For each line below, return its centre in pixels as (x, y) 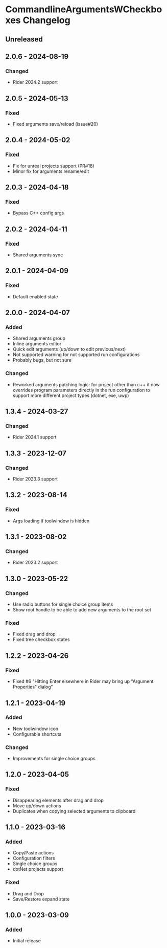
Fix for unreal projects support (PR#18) (53, 166)
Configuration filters (34, 858)
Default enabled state (35, 296)
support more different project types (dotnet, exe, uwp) (71, 395)
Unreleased (24, 39)
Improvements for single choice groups (54, 759)
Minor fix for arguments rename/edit (51, 171)
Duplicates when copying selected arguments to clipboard (74, 811)
